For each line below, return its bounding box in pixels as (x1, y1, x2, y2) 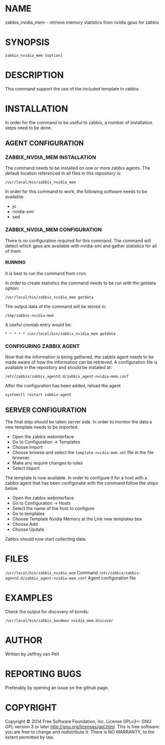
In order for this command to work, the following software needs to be (5, 188, 147, 194)
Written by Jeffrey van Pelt (5, 651, 60, 657)
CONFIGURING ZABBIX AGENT (5, 342, 80, 349)
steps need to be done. (5, 125, 52, 131)
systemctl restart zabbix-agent (5, 392, 71, 397)
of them (5, 248, 21, 254)
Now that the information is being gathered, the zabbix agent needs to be (5, 354, 154, 360)
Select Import (12, 466, 40, 471)
